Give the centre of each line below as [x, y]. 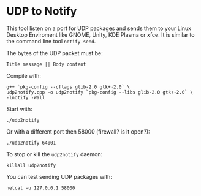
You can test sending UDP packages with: [59, 176]
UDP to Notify [42, 11]
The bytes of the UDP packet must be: [55, 53]
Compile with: [24, 75]
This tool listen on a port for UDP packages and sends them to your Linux [99, 28]
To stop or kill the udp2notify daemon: [55, 154]
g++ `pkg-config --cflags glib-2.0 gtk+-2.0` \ [68, 87]
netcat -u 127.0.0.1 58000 [41, 188]
